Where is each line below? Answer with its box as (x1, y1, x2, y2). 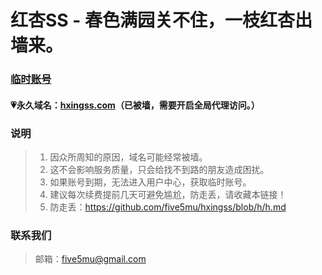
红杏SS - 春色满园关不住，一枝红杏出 (10, 9, 313, 32)
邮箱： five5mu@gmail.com (34, 253, 147, 265)
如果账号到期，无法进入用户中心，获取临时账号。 (49, 176, 252, 188)
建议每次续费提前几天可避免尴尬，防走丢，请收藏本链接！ (49, 189, 287, 200)
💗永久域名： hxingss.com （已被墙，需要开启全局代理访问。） (10, 99, 260, 111)
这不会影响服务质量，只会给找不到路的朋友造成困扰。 (49, 164, 270, 175)
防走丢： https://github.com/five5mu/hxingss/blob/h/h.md (49, 201, 287, 213)
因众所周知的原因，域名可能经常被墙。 (49, 151, 208, 163)
